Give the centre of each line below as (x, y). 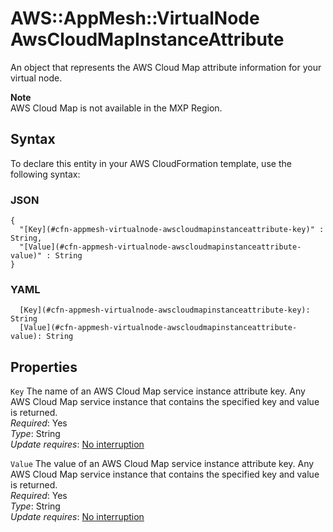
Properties (44, 367)
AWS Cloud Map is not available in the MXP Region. (116, 108)
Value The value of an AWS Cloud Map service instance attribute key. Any (162, 464)
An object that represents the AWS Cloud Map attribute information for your (166, 67)
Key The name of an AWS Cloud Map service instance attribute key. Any (158, 391)
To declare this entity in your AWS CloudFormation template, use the (151, 163)
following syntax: (45, 174)
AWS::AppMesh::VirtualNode (135, 18)
